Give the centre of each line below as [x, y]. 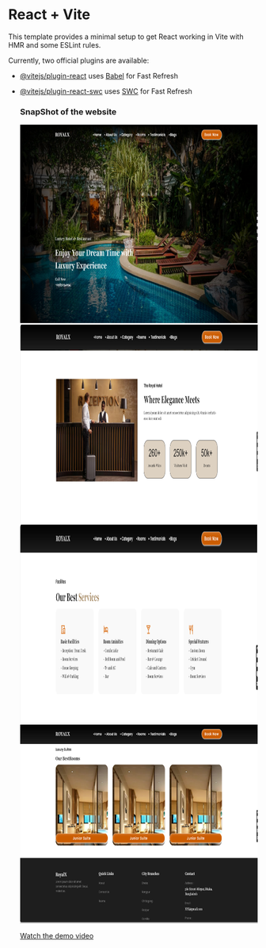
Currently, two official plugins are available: [79, 60]
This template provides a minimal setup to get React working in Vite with [126, 37]
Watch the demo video [57, 936]
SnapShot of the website [68, 111]
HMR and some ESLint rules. [55, 44]
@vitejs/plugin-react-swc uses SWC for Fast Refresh [106, 91]
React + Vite [49, 15]
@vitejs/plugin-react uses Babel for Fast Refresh [99, 75]
